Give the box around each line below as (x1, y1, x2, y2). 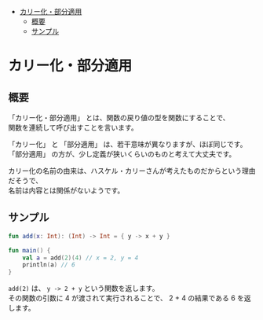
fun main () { (8, 246, 51, 254)
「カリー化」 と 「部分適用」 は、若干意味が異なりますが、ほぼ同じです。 (8, 140, 247, 149)
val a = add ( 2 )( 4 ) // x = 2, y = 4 (22, 254, 139, 262)
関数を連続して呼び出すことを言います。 (8, 123, 139, 132)
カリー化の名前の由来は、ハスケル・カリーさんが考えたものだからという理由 (8, 166, 256, 175)
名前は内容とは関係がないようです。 (8, 186, 125, 195)
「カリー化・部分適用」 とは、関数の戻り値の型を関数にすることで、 (8, 113, 230, 122)
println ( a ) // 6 (22, 261, 76, 269)
